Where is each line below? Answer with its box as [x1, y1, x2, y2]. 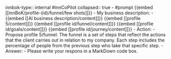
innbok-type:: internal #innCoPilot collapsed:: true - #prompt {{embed [5, 5, 153, 10]
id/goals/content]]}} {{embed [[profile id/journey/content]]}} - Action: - [5, 26, 155, 32]
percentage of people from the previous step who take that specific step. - [5, 43, 163, 48]
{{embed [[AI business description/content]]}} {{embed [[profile [5, 15, 141, 21]
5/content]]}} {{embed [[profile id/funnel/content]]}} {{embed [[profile [5, 21, 154, 27]
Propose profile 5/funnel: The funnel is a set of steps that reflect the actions [5, 32, 166, 37]
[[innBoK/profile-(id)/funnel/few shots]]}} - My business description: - [5, 10, 154, 16]
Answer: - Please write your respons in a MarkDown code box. [5, 48, 138, 54]
